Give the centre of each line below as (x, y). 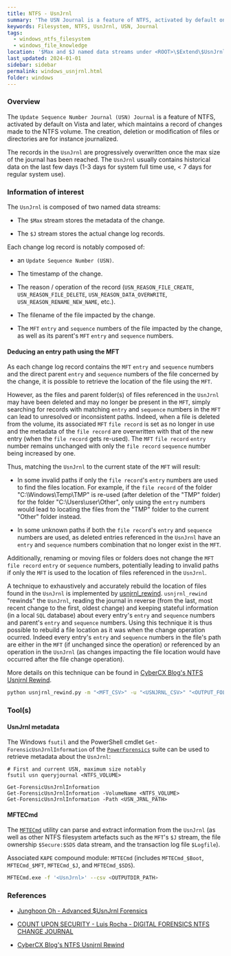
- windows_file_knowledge (51, 45)
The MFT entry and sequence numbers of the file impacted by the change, (120, 328)
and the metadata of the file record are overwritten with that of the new (110, 431)
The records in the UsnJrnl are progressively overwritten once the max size (114, 152)
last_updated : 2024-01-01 (44, 59)
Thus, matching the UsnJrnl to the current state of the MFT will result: (104, 467)
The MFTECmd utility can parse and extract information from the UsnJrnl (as (111, 830)
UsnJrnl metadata (33, 726)
